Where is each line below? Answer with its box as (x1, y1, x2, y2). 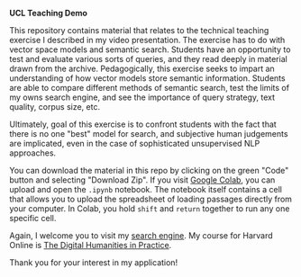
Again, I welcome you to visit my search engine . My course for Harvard (9, 230, 273, 241)
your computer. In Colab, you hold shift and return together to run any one (9, 203, 290, 214)
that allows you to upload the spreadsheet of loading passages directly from (9, 193, 293, 204)
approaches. (9, 147, 57, 158)
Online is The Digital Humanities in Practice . (9, 240, 172, 250)
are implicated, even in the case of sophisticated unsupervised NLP (9, 138, 260, 148)
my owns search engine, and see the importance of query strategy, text (9, 92, 276, 103)
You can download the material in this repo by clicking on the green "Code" (9, 165, 289, 175)
